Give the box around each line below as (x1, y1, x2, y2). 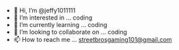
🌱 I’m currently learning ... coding (13, 21, 108, 28)
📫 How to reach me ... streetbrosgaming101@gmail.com (13, 36, 172, 43)
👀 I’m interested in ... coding (13, 14, 93, 22)
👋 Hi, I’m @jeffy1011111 (13, 7, 76, 14)
